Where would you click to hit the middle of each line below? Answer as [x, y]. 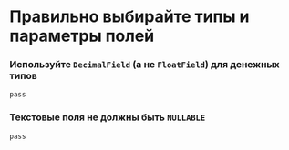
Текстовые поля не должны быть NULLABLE [108, 117]
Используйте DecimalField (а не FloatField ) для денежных [144, 65]
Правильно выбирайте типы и [129, 17]
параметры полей [82, 36]
